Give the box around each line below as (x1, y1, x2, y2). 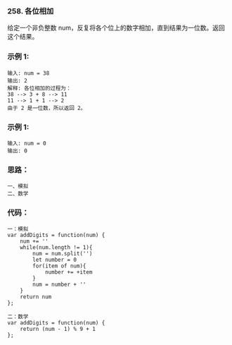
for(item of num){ (32, 262, 86, 270)
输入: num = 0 (7, 140, 47, 147)
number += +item (44, 269, 93, 276)
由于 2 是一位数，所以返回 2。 (7, 104, 86, 111)
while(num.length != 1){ (20, 244, 93, 251)
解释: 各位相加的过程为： (7, 85, 72, 92)
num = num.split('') (32, 250, 93, 258)
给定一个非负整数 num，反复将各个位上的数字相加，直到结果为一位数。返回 (7, 23, 225, 32)
